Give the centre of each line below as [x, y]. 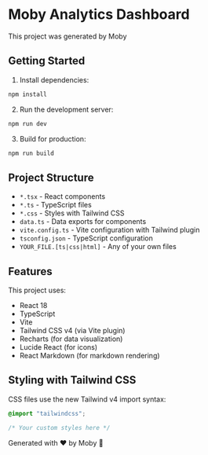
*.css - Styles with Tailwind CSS [72, 213]
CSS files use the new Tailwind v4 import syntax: [87, 399]
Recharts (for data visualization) [71, 339]
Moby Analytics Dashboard [99, 15]
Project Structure [51, 177]
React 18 [33, 305]
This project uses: [37, 290]
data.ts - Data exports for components [83, 222]
